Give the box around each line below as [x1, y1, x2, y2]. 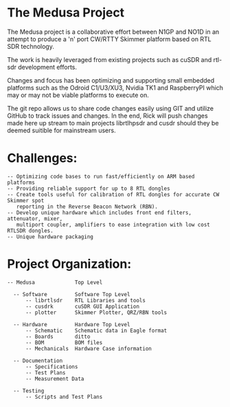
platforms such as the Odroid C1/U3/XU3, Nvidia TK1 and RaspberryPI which [7, 83, 224, 92]
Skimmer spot [7, 197, 45, 204]
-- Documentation [13, 357, 63, 364]
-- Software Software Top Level [13, 291, 130, 298]
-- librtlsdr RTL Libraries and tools [25, 297, 146, 304]
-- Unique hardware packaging [7, 233, 94, 240]
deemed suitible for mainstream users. [7, 126, 116, 134]
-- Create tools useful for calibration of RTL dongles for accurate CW [7, 191, 220, 198]
